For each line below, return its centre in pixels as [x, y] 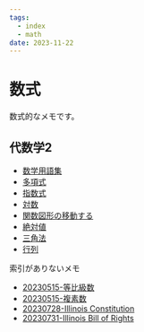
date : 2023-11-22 [42, 43]
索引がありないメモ [45, 268]
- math [30, 34]
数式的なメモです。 [44, 117]
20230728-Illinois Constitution [78, 309]
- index [32, 26]
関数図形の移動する [58, 215]
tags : [19, 17]
